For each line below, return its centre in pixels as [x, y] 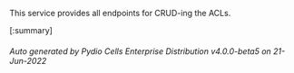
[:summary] [31, 30]
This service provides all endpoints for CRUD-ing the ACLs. [120, 13]
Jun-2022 [28, 60]
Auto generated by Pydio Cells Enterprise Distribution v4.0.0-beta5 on [141, 51]
